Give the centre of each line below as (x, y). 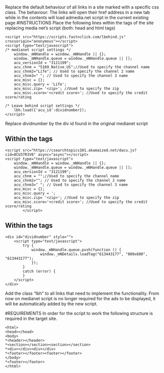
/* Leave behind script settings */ (42, 106)
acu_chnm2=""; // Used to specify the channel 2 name (70, 180)
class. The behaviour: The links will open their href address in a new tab (78, 12)
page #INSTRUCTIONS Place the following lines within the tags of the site (80, 23)
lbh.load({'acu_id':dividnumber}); (50, 110)
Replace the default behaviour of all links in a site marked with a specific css (82, 7)
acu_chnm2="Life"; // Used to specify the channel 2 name (74, 71)
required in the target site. (31, 318)
